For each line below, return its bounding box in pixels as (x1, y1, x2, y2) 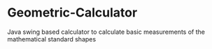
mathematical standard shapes (7, 35, 97, 43)
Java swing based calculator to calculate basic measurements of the (7, 28, 205, 36)
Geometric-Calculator (7, 5, 138, 21)
